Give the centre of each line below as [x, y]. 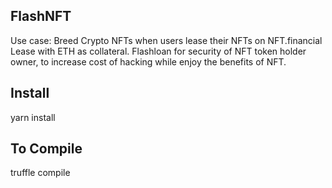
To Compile [46, 149]
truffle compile [40, 173]
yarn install [33, 117]
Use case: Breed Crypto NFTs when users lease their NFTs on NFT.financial [166, 40]
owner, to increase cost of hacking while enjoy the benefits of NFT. [148, 61]
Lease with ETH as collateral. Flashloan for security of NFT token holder [158, 51]
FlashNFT [41, 16]
